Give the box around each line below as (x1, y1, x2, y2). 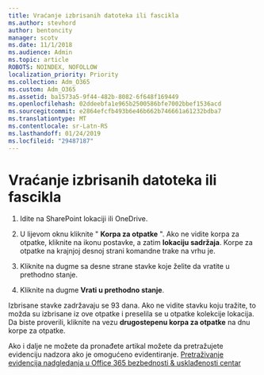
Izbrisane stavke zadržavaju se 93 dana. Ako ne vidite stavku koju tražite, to (8, 300, 256, 310)
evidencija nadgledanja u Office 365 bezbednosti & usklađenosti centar (8, 358, 242, 368)
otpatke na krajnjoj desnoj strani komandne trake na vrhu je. (19, 247, 216, 256)
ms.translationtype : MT (8, 115, 87, 123)
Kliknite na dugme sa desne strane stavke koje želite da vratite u (19, 262, 230, 271)
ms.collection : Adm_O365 (8, 78, 90, 86)
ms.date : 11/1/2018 (8, 41, 73, 49)
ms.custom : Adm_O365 (8, 85, 77, 94)
